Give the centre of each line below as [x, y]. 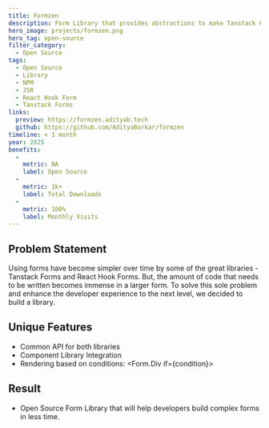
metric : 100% [44, 209]
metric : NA [41, 165]
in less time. [40, 416]
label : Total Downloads [62, 194]
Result [25, 389]
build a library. [32, 302]
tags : [17, 61]
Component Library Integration [71, 355]
